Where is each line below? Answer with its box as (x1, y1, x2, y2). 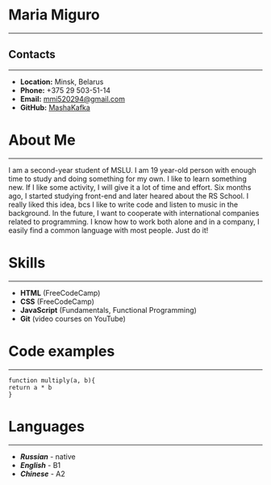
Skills (8, 253, 46, 272)
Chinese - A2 (19, 469, 66, 479)
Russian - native (19, 451, 76, 462)
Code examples (8, 342, 115, 361)
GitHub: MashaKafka (19, 103, 90, 112)
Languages (8, 417, 85, 436)
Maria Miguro (8, 6, 101, 24)
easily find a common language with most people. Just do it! (8, 225, 209, 235)
